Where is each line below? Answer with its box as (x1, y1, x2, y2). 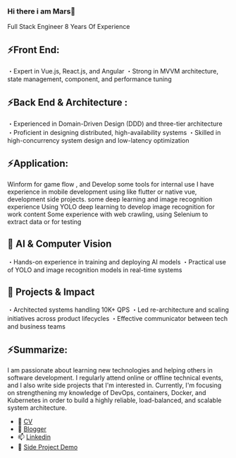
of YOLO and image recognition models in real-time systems (7, 265, 182, 274)
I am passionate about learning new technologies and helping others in (7, 366, 213, 375)
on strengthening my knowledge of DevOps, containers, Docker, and (7, 389, 206, 397)
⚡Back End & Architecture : (7, 96, 128, 108)
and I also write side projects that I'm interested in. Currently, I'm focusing (7, 381, 222, 389)
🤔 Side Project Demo (17, 443, 78, 452)
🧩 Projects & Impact (7, 286, 95, 298)
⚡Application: (7, 158, 69, 170)
